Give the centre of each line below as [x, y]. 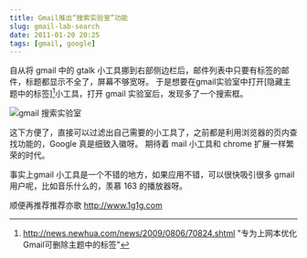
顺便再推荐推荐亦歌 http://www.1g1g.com [86, 205]
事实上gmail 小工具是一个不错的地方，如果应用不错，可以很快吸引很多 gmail [152, 174]
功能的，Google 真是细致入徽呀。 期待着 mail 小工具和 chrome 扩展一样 [152, 143]
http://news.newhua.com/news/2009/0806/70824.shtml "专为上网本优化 [160, 232]
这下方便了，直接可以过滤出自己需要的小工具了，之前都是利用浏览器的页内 [149, 132]
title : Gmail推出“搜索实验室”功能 [69, 18]
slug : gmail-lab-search [55, 26]
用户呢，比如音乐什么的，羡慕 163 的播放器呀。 [98, 186]
